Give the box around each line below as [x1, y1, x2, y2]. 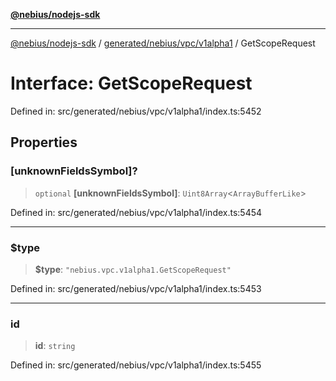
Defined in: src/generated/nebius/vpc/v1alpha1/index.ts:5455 [10, 359, 262, 371]
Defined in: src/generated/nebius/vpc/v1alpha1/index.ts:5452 [10, 105, 262, 117]
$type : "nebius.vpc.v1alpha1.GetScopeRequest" [34, 263, 232, 275]
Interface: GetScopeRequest [10, 72, 253, 95]
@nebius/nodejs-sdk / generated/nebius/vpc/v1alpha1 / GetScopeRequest [10, 37, 316, 49]
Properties [10, 134, 78, 151]
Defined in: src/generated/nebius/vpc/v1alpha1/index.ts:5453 [10, 282, 262, 294]
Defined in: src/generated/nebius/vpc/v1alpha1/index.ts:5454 [10, 206, 263, 218]
